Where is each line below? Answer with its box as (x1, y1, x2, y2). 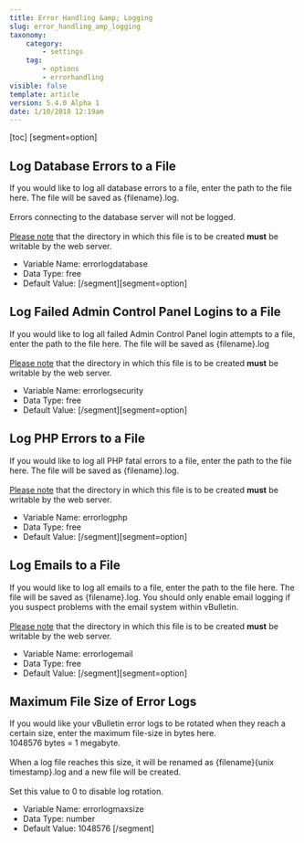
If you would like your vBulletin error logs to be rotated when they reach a (9, 718, 286, 729)
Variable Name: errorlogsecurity (22, 385, 144, 395)
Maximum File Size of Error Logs (9, 693, 197, 709)
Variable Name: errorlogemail (22, 648, 134, 659)
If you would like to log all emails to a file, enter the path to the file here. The (9, 582, 295, 593)
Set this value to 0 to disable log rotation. (9, 786, 164, 797)
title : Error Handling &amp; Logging (9, 13, 153, 23)
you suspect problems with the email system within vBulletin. (9, 601, 239, 612)
